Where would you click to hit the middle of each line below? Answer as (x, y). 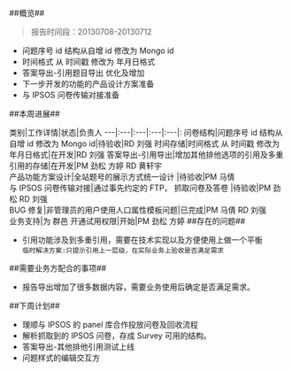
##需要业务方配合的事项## (58, 268)
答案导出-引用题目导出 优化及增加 (83, 73)
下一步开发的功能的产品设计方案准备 (88, 84)
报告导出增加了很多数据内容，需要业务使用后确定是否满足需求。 (138, 287)
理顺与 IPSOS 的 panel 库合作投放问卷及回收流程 (110, 325)
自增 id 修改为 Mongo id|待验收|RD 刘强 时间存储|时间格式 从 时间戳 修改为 (145, 143)
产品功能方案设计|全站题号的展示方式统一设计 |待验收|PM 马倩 (122, 177)
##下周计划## (35, 305)
